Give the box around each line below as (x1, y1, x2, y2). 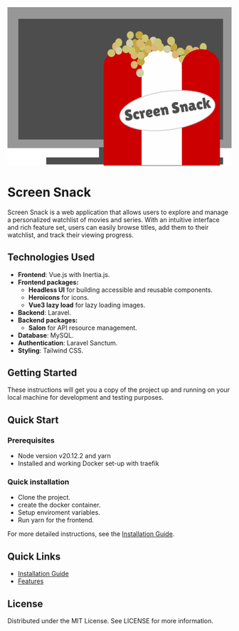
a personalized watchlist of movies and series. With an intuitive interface (7, 215, 220, 224)
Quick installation (7, 477, 70, 487)
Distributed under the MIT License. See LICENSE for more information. (7, 616, 214, 625)
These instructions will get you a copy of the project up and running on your (7, 385, 230, 394)
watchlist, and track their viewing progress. (7, 231, 134, 239)
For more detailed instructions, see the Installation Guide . (7, 530, 175, 538)
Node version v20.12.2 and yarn (17, 452, 112, 460)
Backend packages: (17, 315, 78, 324)
